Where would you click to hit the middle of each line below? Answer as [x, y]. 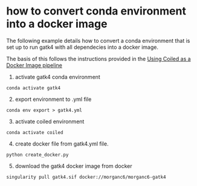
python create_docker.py [37, 155]
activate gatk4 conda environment [58, 77]
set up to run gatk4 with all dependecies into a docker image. [82, 47]
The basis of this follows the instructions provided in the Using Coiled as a [99, 59]
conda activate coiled [35, 132]
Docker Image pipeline [34, 65]
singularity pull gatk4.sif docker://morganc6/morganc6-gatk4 [86, 177]
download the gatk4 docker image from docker [74, 166]
